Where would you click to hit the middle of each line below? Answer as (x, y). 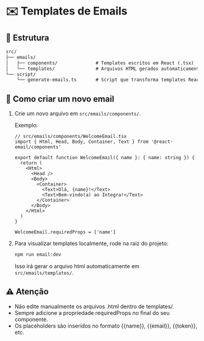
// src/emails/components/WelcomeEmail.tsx (71, 137)
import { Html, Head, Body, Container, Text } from (81, 142)
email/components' (38, 147)
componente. (31, 319)
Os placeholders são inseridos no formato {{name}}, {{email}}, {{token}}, (106, 326)
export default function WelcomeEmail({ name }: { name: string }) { (105, 158)
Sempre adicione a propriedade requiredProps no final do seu (92, 312)
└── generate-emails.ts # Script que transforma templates (101, 80)
